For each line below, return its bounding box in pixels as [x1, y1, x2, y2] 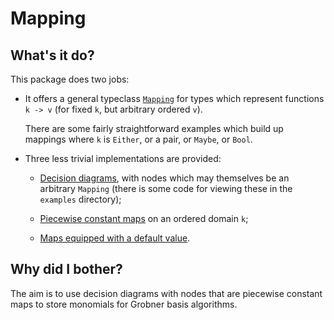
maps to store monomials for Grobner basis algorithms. [10, 298, 238, 310]
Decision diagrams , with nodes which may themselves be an [39, 172, 290, 184]
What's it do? [10, 47, 95, 64]
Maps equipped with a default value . [39, 232, 191, 244]
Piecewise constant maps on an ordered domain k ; [39, 213, 249, 224]
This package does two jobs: [10, 73, 130, 85]
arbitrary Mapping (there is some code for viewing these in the [39, 183, 293, 194]
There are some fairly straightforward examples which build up [24, 123, 284, 134]
